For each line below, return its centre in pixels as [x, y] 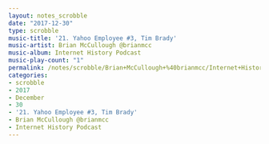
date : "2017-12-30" [41, 23]
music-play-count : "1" [46, 61]
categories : [28, 75]
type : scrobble [34, 30]
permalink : [26, 68]
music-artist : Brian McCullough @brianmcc [80, 46]
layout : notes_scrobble [48, 16]
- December [26, 98]
